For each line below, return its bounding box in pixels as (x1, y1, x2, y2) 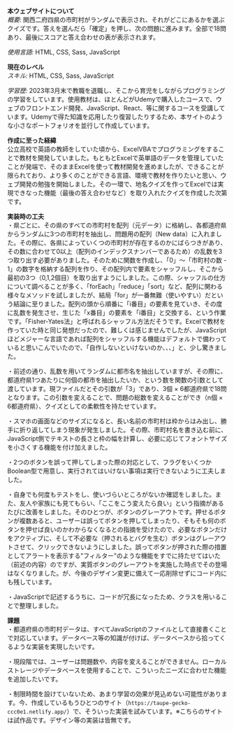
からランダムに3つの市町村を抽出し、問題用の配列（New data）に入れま (7, 230, 217, 238)
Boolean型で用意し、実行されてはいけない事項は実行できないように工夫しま (7, 467, 226, 475)
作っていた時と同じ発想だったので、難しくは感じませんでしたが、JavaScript (7, 326, 227, 334)
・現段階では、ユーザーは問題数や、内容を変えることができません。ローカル (7, 658, 227, 665)
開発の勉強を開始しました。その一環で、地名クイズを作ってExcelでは (19, 180, 218, 188)
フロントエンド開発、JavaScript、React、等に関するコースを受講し (25, 104, 219, 112)
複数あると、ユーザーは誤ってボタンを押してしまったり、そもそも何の (19, 517, 220, 525)
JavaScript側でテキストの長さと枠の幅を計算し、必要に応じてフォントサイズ (7, 434, 228, 443)
